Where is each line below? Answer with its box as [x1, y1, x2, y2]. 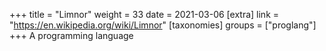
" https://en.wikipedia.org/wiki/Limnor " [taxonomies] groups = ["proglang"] [9, 19, 317, 31]
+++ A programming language [9, 30, 134, 41]
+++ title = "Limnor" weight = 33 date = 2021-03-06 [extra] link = [9, 9, 280, 20]
